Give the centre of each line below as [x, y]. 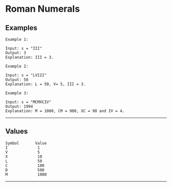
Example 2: [17, 66]
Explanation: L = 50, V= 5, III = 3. [46, 84]
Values [17, 132]
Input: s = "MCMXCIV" [28, 102]
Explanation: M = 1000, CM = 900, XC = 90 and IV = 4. [65, 111]
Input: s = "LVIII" [26, 75]
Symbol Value [26, 143]
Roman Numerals [43, 9]
